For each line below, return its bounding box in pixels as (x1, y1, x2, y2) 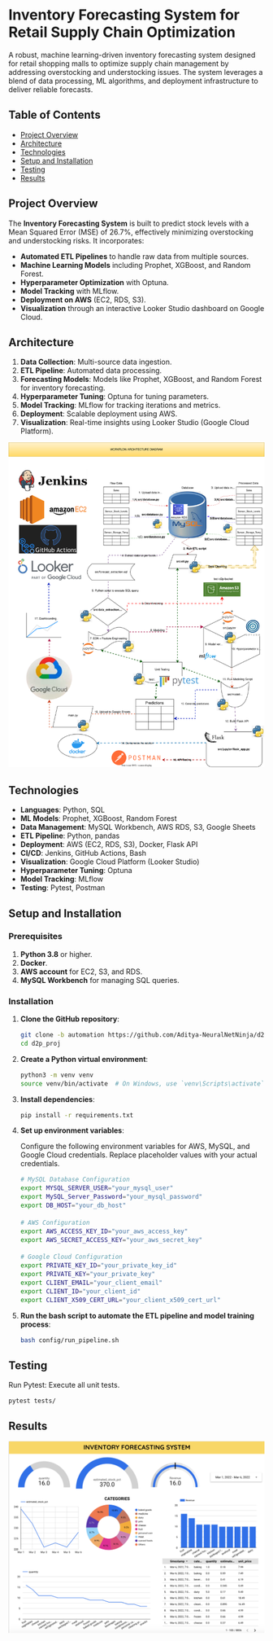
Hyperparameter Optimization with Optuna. (19, 277, 169, 287)
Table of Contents (8, 108, 102, 122)
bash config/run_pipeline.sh (19, 1336, 119, 1345)
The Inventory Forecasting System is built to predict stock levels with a (8, 218, 249, 228)
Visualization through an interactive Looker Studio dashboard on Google (19, 303, 265, 313)
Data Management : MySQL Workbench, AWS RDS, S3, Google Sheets (19, 823, 256, 832)
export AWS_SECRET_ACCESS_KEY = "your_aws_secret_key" (19, 1235, 203, 1244)
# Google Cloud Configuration (19, 1253, 123, 1261)
